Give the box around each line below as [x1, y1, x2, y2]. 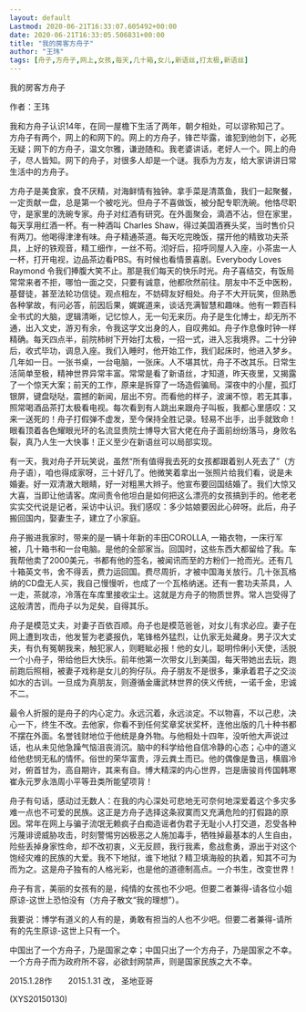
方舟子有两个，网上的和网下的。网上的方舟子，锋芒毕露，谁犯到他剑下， [9, 132, 280, 142]
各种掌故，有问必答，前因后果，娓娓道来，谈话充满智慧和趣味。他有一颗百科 [9, 300, 297, 310]
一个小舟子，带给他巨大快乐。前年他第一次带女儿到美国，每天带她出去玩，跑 [9, 654, 297, 665]
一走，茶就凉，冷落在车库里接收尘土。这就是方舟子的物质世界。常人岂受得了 [9, 589, 297, 600]
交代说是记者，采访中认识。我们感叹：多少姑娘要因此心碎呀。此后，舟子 [25, 501, 297, 511]
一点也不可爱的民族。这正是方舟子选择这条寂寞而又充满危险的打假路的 [16, 807, 280, 817]
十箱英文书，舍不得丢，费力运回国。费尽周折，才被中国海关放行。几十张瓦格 [9, 566, 297, 577]
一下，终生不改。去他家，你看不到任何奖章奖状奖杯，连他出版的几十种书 [16, 719, 289, 729]
